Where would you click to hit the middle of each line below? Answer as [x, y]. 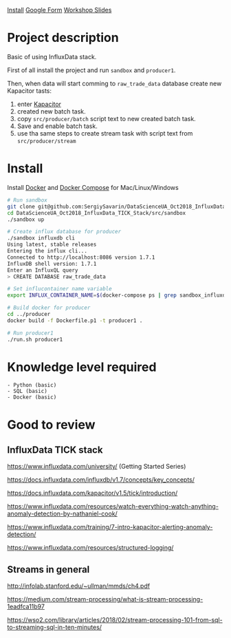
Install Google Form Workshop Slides [59, 10]
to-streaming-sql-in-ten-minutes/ [54, 627]
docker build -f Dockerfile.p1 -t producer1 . [75, 320]
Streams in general [48, 570]
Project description [63, 38]
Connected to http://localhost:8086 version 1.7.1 [81, 257]
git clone [21, 206]
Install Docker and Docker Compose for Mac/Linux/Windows [93, 187]
